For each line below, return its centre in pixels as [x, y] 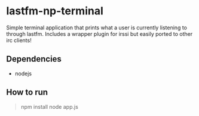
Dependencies [34, 59]
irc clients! [19, 40]
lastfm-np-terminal [55, 11]
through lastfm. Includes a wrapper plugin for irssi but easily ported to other [99, 33]
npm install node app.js [50, 106]
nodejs [23, 74]
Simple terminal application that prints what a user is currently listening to [97, 28]
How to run [27, 92]
